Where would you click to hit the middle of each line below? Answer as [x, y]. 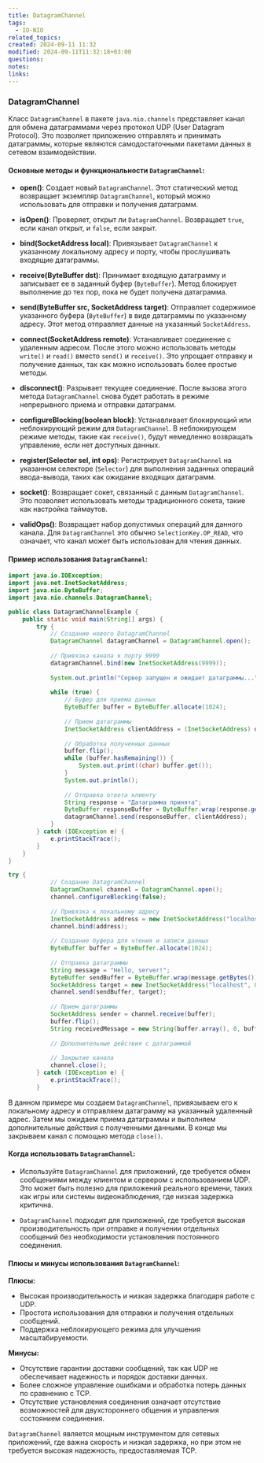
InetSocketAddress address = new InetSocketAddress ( [138, 919]
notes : [19, 67]
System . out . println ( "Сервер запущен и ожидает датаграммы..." [154, 678]
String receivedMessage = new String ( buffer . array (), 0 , [145, 1028]
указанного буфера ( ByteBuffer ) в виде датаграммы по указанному [133, 316]
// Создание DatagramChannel [98, 883]
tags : [17, 23]
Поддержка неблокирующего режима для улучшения [110, 1330]
